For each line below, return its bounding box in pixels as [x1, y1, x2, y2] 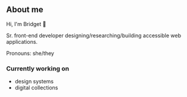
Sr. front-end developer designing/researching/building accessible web [6, 32, 182, 39]
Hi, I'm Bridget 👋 [6, 20, 46, 27]
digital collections [14, 84, 58, 91]
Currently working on [6, 64, 70, 73]
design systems [14, 78, 54, 85]
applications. [6, 38, 38, 45]
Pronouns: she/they [6, 50, 55, 57]
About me [6, 5, 43, 15]
